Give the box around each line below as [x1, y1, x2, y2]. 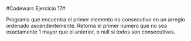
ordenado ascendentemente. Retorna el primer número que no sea [6, 23, 168, 29]
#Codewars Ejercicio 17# [6, 5, 66, 12]
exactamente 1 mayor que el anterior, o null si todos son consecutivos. [6, 28, 176, 35]
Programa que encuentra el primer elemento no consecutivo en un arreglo [6, 16, 186, 23]
